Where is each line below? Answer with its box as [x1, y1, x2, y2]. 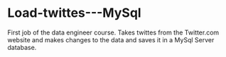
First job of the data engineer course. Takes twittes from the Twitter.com [7, 28, 220, 37]
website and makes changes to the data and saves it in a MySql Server [7, 35, 215, 44]
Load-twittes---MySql [7, 5, 141, 21]
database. [7, 43, 37, 51]
